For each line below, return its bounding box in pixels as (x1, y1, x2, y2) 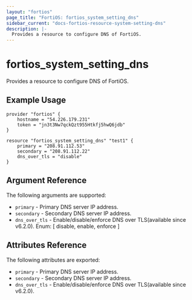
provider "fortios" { (6, 111, 61, 117)
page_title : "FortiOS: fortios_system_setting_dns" (6, 15, 139, 21)
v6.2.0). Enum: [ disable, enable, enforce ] (14, 222, 120, 230)
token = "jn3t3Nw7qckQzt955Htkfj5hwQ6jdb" (17, 122, 126, 128)
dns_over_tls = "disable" (17, 153, 83, 159)
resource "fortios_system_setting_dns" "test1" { (6, 138, 134, 144)
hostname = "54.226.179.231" (17, 116, 91, 122)
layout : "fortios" (6, 8, 53, 15)
